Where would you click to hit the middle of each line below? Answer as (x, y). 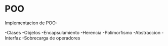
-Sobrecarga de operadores (51, 38)
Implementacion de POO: (31, 23)
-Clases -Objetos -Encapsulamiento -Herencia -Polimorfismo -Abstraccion (82, 32)
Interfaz (13, 38)
